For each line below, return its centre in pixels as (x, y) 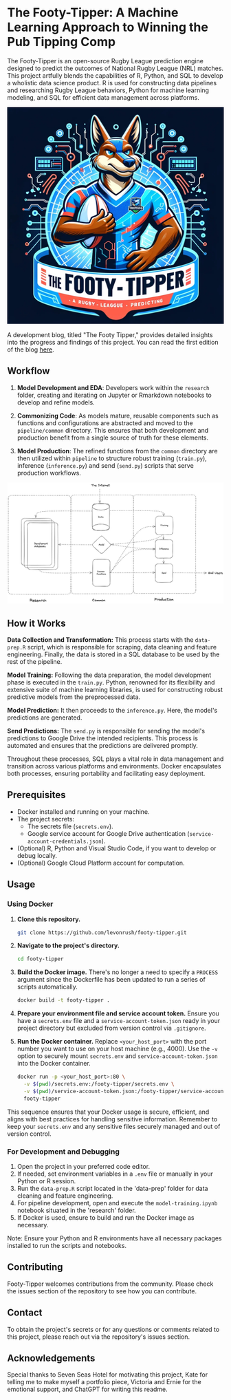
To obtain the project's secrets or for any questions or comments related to (113, 1329)
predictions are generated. (45, 718)
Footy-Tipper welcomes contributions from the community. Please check (110, 1284)
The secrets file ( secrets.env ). (70, 826)
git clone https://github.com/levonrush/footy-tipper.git (102, 933)
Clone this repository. (49, 919)
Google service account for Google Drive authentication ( (108, 833)
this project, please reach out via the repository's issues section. (99, 1337)
